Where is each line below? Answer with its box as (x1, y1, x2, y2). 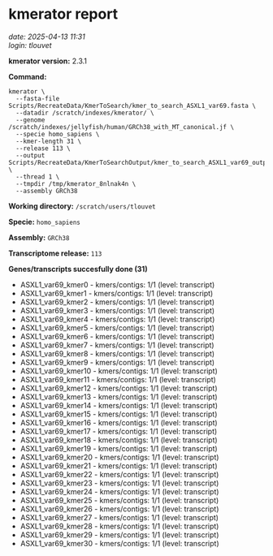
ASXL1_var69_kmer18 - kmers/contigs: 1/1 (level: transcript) (19, 435, 218, 445)
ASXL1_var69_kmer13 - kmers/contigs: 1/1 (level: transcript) (19, 391, 218, 402)
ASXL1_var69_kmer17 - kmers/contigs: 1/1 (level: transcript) (19, 426, 218, 436)
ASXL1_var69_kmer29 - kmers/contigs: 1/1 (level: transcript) (19, 529, 219, 540)
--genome (15, 115, 45, 124)
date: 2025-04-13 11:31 (8, 32, 85, 41)
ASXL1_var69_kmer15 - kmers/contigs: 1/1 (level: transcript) (19, 409, 218, 419)
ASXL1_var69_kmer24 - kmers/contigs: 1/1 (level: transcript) (19, 486, 219, 496)
